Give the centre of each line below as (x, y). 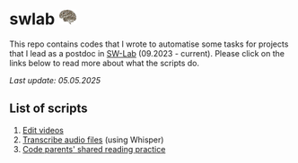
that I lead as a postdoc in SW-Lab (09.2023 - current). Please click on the (147, 53)
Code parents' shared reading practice (94, 149)
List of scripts (48, 109)
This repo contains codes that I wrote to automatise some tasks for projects (149, 44)
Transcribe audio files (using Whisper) (93, 140)
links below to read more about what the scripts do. (105, 63)
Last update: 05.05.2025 (55, 80)
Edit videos (43, 130)
